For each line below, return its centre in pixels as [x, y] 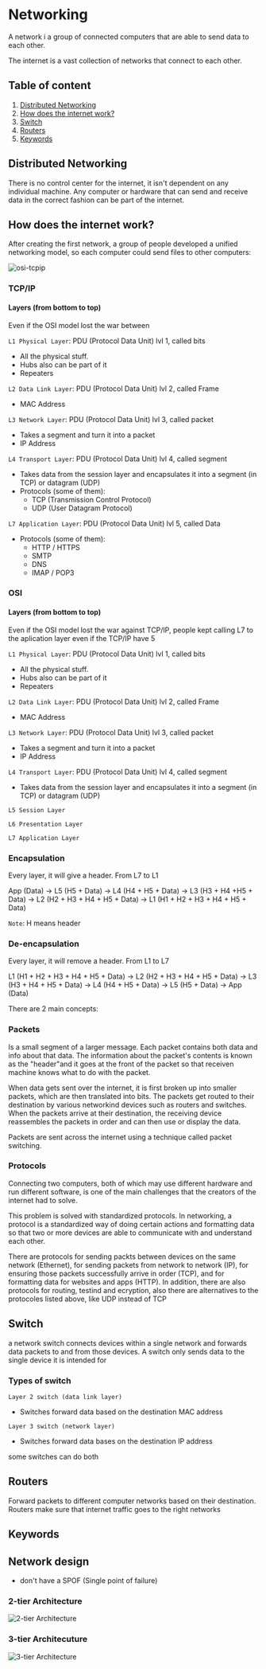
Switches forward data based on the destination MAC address [121, 1412]
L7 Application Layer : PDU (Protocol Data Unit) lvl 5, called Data [114, 523]
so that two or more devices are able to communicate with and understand [130, 1233]
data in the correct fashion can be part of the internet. [96, 200]
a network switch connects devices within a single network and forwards [128, 1343]
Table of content [50, 86]
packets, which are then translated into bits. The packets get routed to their [131, 1096]
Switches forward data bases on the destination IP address [116, 1441]
